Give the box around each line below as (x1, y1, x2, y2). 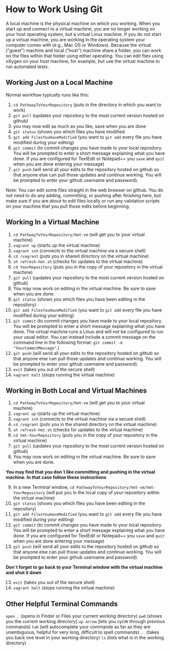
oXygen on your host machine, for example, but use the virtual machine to (6, 58, 160, 64)
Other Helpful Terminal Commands (6, 599, 118, 608)
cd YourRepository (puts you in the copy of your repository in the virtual (13, 264, 163, 270)
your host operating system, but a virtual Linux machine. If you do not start (6, 31, 161, 37)
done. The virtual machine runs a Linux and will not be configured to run (13, 329, 164, 335)
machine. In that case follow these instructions (6, 474, 107, 480)
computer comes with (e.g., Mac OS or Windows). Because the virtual (6, 42, 151, 48)
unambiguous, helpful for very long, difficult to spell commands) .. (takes (6, 629, 159, 635)
